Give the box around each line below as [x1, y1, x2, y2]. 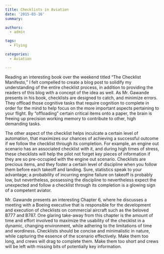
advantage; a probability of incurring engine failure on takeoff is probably [5, 171, 153, 177]
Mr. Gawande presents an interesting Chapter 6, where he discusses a [5, 196, 147, 203]
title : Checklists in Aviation [5, 7, 69, 12]
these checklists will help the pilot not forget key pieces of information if [5, 151, 151, 157]
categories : [5, 52, 29, 57]
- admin [9, 30, 25, 35]
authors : [5, 25, 23, 30]
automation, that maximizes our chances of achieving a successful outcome [5, 135, 159, 141]
